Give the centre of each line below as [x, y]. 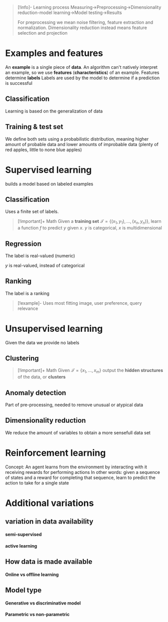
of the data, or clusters [42, 377]
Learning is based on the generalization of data [54, 111]
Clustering [22, 358]
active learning [21, 546]
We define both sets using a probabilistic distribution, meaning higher [77, 139]
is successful [19, 83]
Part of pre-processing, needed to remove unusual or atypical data [74, 405]
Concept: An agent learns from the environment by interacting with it [76, 467]
